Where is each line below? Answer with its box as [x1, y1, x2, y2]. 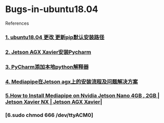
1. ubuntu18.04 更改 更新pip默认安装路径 [5, 34, 104, 41]
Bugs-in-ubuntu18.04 [5, 4, 98, 15]
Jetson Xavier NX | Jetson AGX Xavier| [5, 98, 102, 105]
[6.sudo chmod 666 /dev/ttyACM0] [5, 112, 93, 119]
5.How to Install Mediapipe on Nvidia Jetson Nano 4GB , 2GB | [5, 92, 160, 99]
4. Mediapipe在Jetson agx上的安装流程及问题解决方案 [5, 78, 138, 85]
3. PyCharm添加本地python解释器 [5, 63, 89, 70]
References [5, 20, 29, 26]
